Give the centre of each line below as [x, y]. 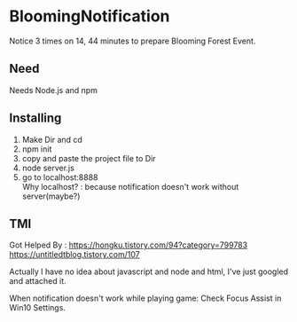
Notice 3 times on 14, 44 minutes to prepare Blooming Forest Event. [133, 41]
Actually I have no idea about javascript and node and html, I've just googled [149, 271]
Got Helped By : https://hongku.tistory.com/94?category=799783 [129, 245]
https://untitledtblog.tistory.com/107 [74, 255]
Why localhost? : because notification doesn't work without [130, 186]
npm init [37, 149]
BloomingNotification [90, 16]
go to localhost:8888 [60, 177]
